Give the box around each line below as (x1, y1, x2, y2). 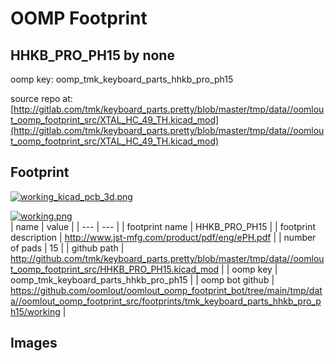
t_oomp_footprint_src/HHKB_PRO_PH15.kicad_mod (10, 263, 220, 275)
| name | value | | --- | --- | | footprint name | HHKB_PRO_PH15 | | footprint (10, 220, 316, 232)
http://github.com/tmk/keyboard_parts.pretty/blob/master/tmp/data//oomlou (10, 252, 325, 264)
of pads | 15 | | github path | (10, 242, 125, 254)
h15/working (10, 305, 61, 317)
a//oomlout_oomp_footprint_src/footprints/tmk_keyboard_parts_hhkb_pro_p (10, 295, 322, 307)
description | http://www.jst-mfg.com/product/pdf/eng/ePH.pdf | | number (10, 231, 317, 243)
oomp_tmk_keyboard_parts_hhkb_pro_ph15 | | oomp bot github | (10, 273, 275, 286)
